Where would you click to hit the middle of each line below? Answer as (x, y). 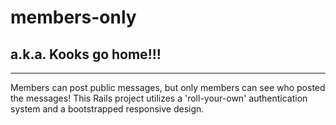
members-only (73, 17)
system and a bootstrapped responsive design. (107, 109)
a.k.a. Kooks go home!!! (86, 54)
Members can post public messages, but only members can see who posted (168, 87)
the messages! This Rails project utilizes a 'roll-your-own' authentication (159, 98)
